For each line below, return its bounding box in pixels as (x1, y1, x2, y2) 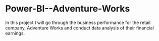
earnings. (5, 30, 25, 36)
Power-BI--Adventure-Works (5, 3, 130, 14)
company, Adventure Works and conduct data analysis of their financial (5, 24, 154, 30)
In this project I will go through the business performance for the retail (5, 19, 151, 25)
